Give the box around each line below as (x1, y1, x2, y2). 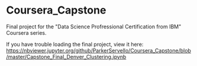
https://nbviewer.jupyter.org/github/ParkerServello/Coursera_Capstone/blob (6, 47, 191, 54)
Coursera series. (6, 29, 47, 36)
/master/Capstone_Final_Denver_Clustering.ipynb (6, 53, 127, 60)
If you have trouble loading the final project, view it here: (6, 41, 144, 48)
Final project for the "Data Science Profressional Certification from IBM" (6, 23, 182, 30)
